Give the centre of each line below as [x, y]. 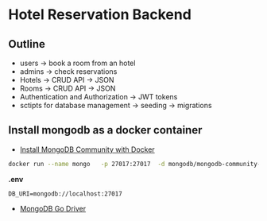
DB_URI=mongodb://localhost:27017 [66, 194]
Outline [27, 44]
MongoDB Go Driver [52, 208]
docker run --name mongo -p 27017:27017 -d [87, 164]
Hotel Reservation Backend [100, 15]
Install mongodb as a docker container [105, 130]
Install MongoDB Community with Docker [87, 149]
